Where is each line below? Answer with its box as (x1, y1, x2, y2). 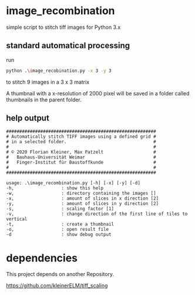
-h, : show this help (6, 185, 104, 191)
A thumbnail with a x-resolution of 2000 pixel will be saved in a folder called (6, 90, 190, 97)
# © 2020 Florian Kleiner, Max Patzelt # (6, 149, 157, 155)
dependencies (6, 251, 78, 264)
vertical (6, 216, 28, 222)
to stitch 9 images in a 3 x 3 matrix (6, 78, 90, 85)
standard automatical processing (6, 41, 130, 51)
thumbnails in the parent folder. (6, 96, 82, 103)
